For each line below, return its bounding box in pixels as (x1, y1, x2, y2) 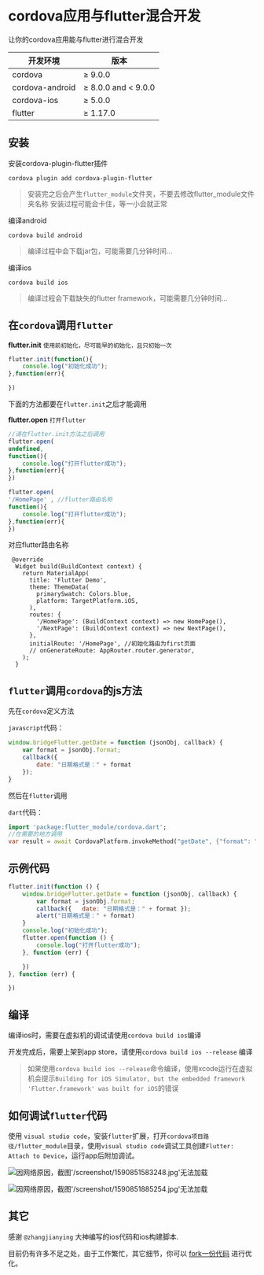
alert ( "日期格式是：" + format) (36, 912, 135, 920)
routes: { (28, 611, 61, 619)
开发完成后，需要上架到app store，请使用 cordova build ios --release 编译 (8, 1048, 253, 1057)
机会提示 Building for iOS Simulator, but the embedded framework (27, 1074, 246, 1083)
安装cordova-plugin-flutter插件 (8, 158, 108, 168)
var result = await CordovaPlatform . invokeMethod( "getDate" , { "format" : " (8, 837, 258, 846)
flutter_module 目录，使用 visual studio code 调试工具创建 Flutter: (17, 1140, 234, 1150)
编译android (8, 216, 47, 225)
